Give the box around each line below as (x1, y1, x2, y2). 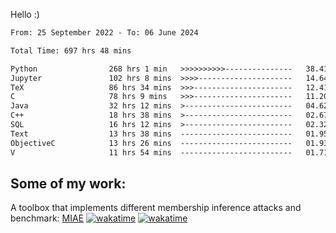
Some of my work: (10, 175, 127, 192)
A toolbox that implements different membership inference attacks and (10, 202, 302, 214)
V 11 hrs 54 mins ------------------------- (10, 147, 293, 158)
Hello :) (10, 9, 40, 20)
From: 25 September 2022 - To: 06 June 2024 (10, 28, 199, 38)
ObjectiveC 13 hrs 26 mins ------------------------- (10, 138, 293, 148)
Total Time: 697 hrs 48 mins (10, 45, 132, 56)
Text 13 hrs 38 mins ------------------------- (10, 129, 293, 139)
